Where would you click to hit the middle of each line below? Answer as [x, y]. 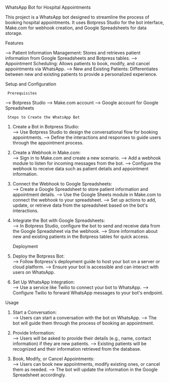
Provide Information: [34, 333]
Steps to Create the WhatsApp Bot [44, 117]
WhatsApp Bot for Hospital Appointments [48, 7]
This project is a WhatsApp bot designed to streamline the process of [77, 17]
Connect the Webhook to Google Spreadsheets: [62, 184]
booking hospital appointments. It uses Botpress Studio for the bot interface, [85, 22]
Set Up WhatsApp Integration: [43, 282]
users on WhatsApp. [34, 272]
